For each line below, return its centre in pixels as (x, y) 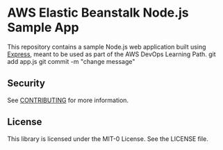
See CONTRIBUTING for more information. (68, 100)
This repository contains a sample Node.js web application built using (107, 47)
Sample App (43, 27)
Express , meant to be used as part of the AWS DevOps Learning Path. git (112, 54)
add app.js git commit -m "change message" (71, 61)
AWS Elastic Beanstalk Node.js (98, 13)
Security (26, 84)
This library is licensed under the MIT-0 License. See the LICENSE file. (108, 139)
